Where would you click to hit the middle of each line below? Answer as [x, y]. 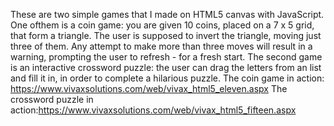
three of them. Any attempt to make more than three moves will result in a [161, 46]
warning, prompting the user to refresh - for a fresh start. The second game [166, 57]
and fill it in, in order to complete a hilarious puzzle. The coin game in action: [167, 78]
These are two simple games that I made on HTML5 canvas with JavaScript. [167, 14]
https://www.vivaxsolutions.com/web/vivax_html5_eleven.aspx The [149, 88]
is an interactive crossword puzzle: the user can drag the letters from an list [166, 67]
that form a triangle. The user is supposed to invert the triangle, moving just [166, 35]
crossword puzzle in [52, 99]
